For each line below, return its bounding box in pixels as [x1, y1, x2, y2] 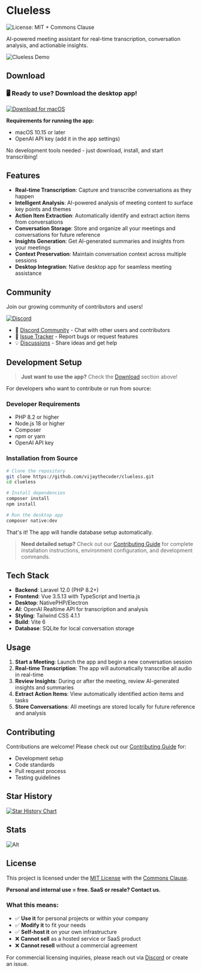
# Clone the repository [6, 468, 66, 474]
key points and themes [14, 205, 71, 213]
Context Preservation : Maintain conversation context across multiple [14, 251, 187, 258]
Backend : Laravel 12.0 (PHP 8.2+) [14, 586, 99, 594]
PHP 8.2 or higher [14, 413, 59, 421]
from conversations [14, 218, 64, 226]
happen [14, 193, 34, 200]
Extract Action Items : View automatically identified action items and [14, 691, 184, 698]
